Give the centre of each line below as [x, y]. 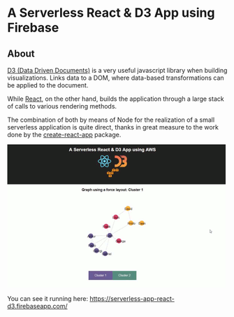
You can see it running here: [48, 298]
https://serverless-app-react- [132, 298]
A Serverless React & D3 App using [111, 13]
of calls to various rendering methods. [62, 106]
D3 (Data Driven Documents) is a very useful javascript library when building [117, 70]
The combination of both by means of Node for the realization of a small [111, 120]
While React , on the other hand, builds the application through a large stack [116, 99]
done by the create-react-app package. [64, 135]
